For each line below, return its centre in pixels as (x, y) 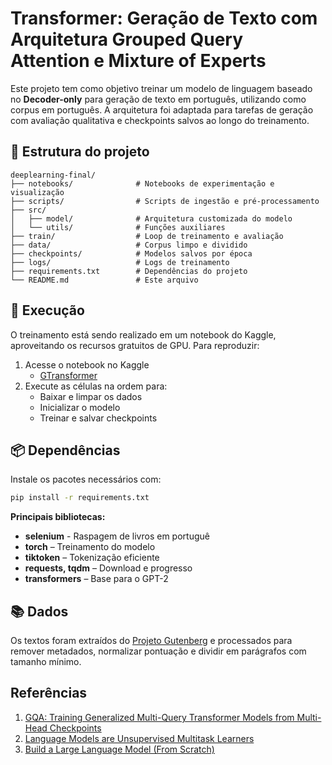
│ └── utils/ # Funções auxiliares (118, 227)
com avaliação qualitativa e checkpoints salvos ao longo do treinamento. (160, 120)
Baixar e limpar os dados (91, 396)
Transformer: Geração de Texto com (164, 18)
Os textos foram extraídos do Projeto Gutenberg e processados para (151, 641)
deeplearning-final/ (53, 175)
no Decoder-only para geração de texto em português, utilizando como (158, 99)
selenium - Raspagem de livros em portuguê (117, 536)
